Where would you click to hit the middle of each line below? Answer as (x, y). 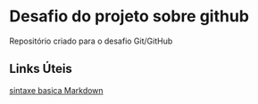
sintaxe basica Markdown (57, 90)
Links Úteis (41, 69)
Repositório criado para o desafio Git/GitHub (91, 41)
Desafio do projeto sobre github (129, 16)
